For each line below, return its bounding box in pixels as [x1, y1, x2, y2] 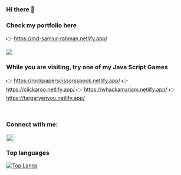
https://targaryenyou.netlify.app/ [6, 94, 85, 101]
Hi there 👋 [6, 5, 35, 14]
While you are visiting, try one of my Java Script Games [6, 63, 168, 72]
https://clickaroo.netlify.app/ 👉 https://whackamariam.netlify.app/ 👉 [6, 86, 176, 93]
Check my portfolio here [6, 21, 77, 29]
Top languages [6, 148, 50, 157]
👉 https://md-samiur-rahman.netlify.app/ [6, 35, 108, 42]
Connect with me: [6, 121, 58, 129]
